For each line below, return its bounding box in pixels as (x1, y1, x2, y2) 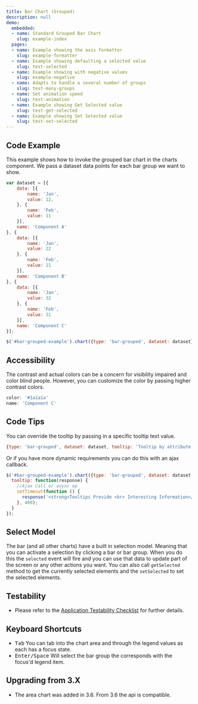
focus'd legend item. (14, 659, 65, 665)
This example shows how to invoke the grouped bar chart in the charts (6, 156, 178, 163)
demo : (6, 19, 19, 25)
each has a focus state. (14, 646, 72, 653)
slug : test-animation (16, 96, 70, 102)
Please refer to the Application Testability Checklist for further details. (14, 607, 184, 614)
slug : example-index (16, 36, 67, 42)
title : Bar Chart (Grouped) (6, 8, 75, 15)
